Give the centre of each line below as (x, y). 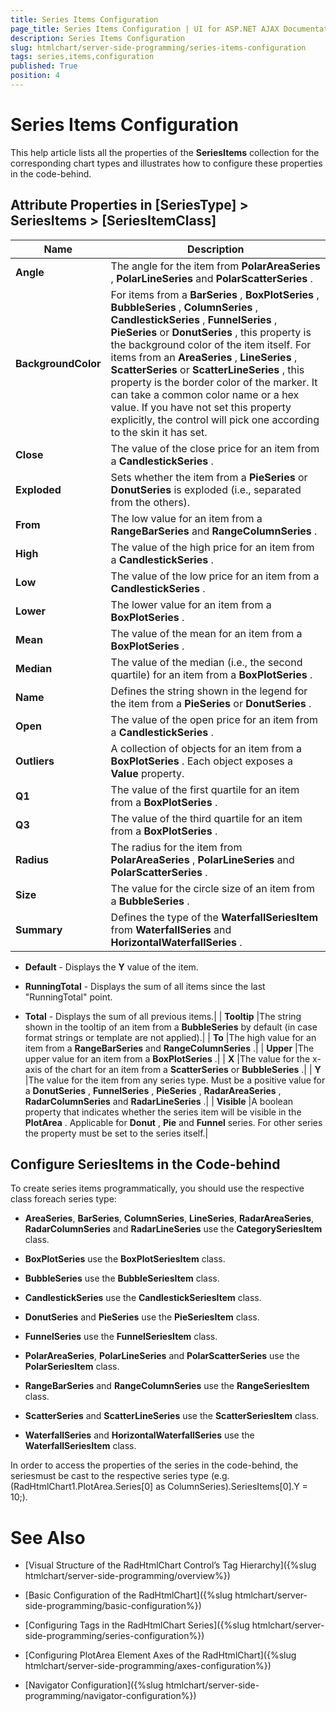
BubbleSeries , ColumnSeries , (184, 307)
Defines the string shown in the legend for (209, 691)
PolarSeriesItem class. (72, 1367)
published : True (44, 66)
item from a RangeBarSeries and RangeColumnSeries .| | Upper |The (169, 1048)
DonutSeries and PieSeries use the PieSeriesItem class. (142, 1317)
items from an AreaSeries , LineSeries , (204, 357)
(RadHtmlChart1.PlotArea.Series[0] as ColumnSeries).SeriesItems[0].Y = (159, 1487)
